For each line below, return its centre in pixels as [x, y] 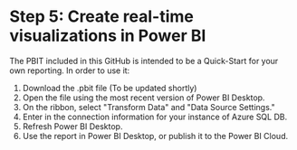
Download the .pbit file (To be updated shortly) [110, 88]
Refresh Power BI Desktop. [72, 126]
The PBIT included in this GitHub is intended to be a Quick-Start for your [144, 61]
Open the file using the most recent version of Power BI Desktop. [144, 98]
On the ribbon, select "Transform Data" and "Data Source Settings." [148, 107]
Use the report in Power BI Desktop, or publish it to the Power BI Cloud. [155, 136]
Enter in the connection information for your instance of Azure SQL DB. [155, 117]
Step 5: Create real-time [102, 17]
